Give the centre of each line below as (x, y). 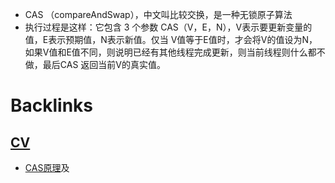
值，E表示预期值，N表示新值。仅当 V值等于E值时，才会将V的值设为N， (171, 39)
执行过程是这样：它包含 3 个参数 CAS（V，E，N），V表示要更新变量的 (168, 27)
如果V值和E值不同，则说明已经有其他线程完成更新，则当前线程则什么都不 (175, 52)
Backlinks (52, 105)
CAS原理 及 (47, 167)
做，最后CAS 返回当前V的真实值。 (95, 64)
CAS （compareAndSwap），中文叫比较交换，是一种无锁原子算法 (158, 14)
